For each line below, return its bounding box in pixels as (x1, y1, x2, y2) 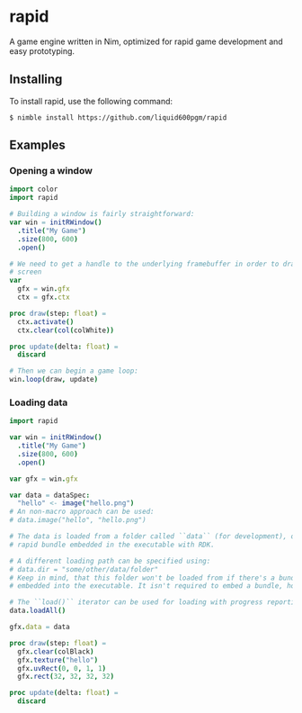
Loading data (9, 396, 68, 409)
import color (9, 185, 58, 194)
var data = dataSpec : (9, 491, 91, 500)
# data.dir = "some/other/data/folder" (9, 564, 159, 573)
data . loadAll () (9, 606, 67, 616)
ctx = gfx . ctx (17, 293, 70, 302)
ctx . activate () (17, 317, 75, 326)
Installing (9, 72, 63, 87)
